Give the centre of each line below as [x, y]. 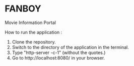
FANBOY [23, 9]
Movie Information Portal [30, 22]
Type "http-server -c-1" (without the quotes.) [59, 52]
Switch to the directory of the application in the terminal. [71, 47]
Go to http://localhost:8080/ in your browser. [58, 57]
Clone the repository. [34, 42]
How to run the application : [33, 32]
